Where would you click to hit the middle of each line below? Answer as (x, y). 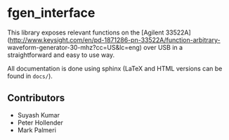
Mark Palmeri (37, 130)
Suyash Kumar (38, 115)
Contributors (36, 98)
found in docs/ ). (30, 76)
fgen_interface (51, 13)
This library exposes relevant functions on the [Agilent (86, 32)
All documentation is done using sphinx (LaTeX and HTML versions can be (115, 68)
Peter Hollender (40, 122)
